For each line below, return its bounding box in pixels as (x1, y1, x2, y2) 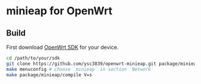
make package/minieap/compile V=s (6, 71, 93, 78)
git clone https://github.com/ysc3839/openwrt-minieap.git (6, 61, 157, 67)
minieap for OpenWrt (6, 4, 112, 18)
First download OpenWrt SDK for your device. (6, 43, 119, 51)
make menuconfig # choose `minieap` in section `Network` (6, 66, 154, 72)
